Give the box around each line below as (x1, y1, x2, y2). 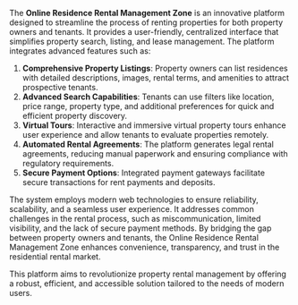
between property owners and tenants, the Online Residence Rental (9, 233, 260, 242)
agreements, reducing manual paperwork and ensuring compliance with (21, 148, 288, 159)
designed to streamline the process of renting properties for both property (9, 17, 284, 28)
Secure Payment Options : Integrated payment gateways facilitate (21, 167, 266, 178)
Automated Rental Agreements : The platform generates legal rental (21, 139, 275, 149)
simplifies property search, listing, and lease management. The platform (9, 36, 275, 47)
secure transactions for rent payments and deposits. (21, 177, 217, 187)
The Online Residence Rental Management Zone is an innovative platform (9, 8, 285, 18)
